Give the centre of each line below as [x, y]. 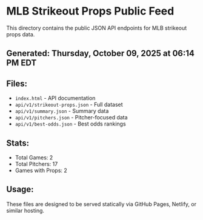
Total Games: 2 [34, 157]
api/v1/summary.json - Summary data [62, 111]
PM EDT [22, 63]
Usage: [20, 189]
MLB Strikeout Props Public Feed [90, 11]
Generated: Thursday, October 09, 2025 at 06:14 [101, 54]
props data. [21, 34]
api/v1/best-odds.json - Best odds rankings [70, 124]
